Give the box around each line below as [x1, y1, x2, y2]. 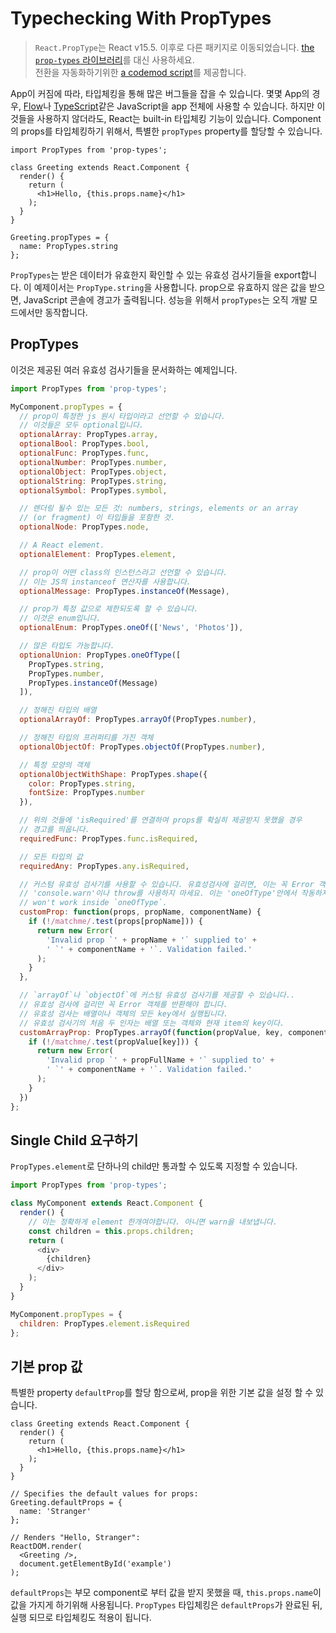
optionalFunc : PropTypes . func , [19, 448, 150, 458]
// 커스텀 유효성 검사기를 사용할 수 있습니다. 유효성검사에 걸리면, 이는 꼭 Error [19, 879, 315, 889]
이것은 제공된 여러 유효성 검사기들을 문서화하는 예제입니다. [10, 363, 238, 376]
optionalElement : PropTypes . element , [19, 549, 177, 559]
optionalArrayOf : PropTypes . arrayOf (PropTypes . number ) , [19, 715, 257, 725]
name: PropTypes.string [19, 241, 118, 251]
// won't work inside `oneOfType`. [19, 898, 168, 908]
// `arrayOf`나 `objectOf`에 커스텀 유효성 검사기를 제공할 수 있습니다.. [19, 990, 296, 1001]
